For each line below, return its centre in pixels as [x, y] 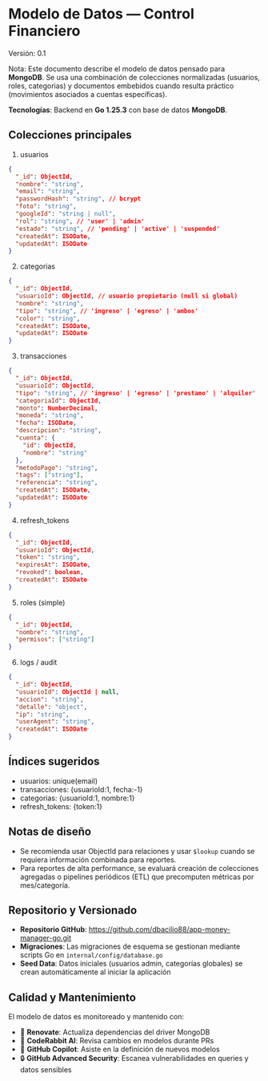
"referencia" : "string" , [57, 483]
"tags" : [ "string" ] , [50, 475]
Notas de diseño [50, 832]
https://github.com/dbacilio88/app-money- [159, 929]
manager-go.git [46, 938]
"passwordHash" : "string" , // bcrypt [78, 199]
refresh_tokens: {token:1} [61, 806]
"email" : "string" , [48, 192]
